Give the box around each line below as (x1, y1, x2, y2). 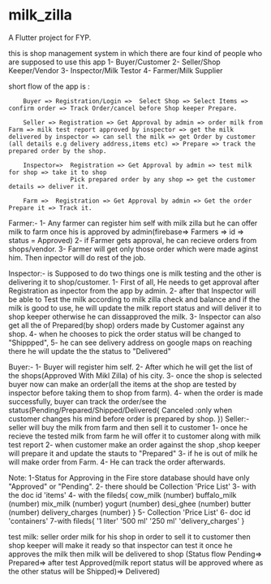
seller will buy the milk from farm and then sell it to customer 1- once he (8, 422, 248, 432)
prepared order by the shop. (8, 146, 107, 155)
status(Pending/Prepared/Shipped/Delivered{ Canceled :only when (8, 405, 233, 415)
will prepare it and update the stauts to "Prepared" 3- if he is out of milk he (8, 448, 258, 458)
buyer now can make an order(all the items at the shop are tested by (8, 379, 237, 389)
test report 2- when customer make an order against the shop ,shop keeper (8, 439, 261, 449)
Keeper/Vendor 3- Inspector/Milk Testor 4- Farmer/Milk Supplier (8, 65, 223, 75)
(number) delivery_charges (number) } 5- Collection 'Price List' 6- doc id (8, 507, 252, 517)
